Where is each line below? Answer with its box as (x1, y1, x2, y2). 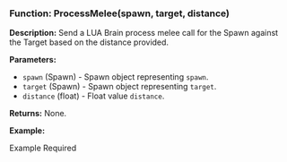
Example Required (9, 142, 77, 154)
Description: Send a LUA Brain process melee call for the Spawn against (9, 28, 279, 38)
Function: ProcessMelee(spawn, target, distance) (9, 7, 230, 20)
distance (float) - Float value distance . (22, 90, 165, 101)
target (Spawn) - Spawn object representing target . (22, 81, 217, 92)
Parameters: (9, 55, 57, 65)
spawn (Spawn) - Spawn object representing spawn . (22, 72, 209, 82)
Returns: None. (9, 108, 67, 119)
